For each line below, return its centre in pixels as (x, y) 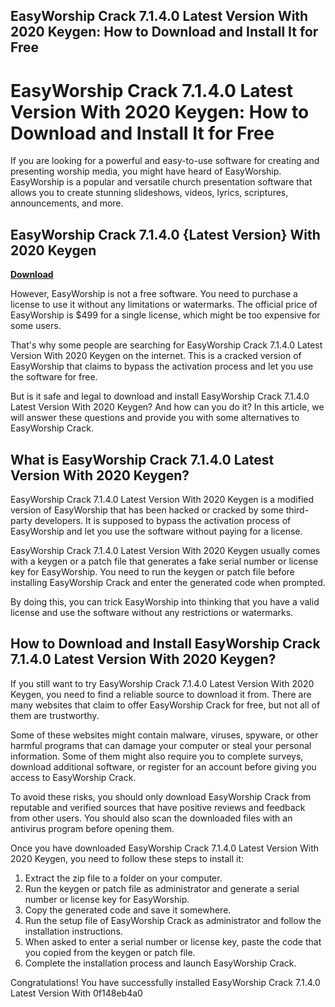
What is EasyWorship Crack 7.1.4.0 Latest (142, 459)
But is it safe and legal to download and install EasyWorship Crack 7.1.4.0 (160, 396)
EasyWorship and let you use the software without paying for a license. (156, 531)
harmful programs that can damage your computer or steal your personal (161, 745)
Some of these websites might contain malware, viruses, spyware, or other (164, 735)
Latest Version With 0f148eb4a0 (76, 993)
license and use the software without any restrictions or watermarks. (152, 612)
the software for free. (54, 377)
